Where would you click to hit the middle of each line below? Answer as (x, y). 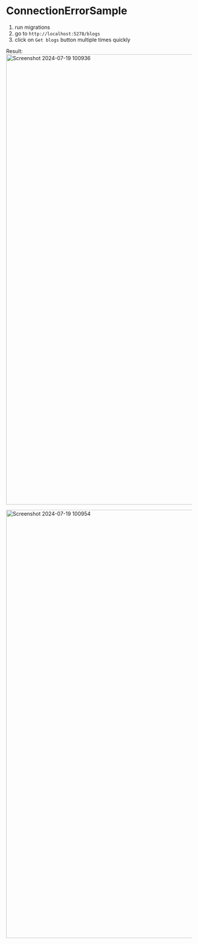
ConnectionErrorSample (67, 11)
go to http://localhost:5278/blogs (57, 33)
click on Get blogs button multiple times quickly (72, 39)
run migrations (32, 27)
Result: (14, 51)
